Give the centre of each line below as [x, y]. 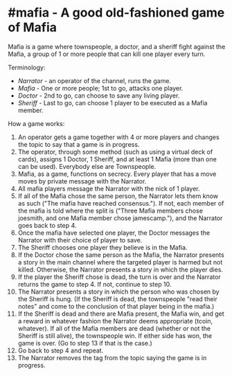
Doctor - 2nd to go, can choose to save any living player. [99, 96]
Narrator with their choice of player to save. [80, 240]
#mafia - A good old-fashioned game [116, 13]
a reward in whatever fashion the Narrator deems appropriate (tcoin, [115, 321]
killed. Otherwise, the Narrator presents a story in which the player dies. [121, 269]
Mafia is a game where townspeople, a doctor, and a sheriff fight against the [117, 46]
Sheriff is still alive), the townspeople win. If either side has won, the [115, 335]
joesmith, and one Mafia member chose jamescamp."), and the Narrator [120, 218]
